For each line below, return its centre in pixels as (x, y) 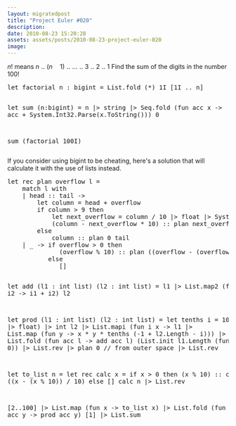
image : (17, 46)
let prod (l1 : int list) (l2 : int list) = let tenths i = (113, 320)
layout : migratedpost (39, 14)
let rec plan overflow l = (54, 181)
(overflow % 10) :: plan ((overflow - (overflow (144, 252)
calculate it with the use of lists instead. (64, 168)
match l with (44, 188)
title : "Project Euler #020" (50, 20)
